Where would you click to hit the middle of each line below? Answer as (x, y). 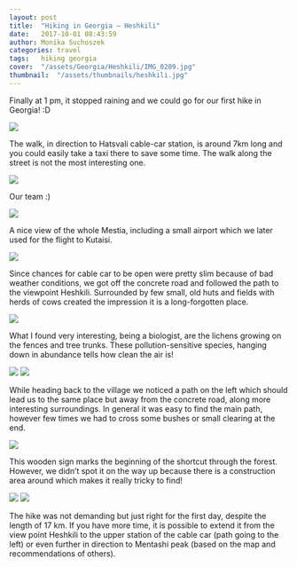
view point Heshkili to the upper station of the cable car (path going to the (144, 534)
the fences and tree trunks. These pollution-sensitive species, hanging (138, 345)
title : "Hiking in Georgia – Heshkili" (85, 26)
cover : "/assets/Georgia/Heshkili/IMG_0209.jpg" (103, 67)
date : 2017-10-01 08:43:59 (63, 34)
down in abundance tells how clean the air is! (92, 354)
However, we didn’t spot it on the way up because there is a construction (143, 470)
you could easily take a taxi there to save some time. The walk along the (141, 153)
